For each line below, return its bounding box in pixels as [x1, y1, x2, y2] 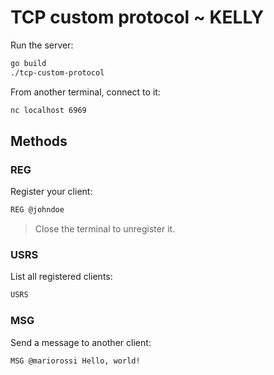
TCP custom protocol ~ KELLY [10, 6, 265, 29]
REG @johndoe [10, 205, 65, 215]
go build [10, 58, 47, 68]
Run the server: [10, 39, 74, 51]
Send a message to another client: [10, 336, 152, 348]
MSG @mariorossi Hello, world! [10, 356, 141, 366]
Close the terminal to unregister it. [34, 223, 176, 235]
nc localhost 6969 [10, 105, 87, 115]
